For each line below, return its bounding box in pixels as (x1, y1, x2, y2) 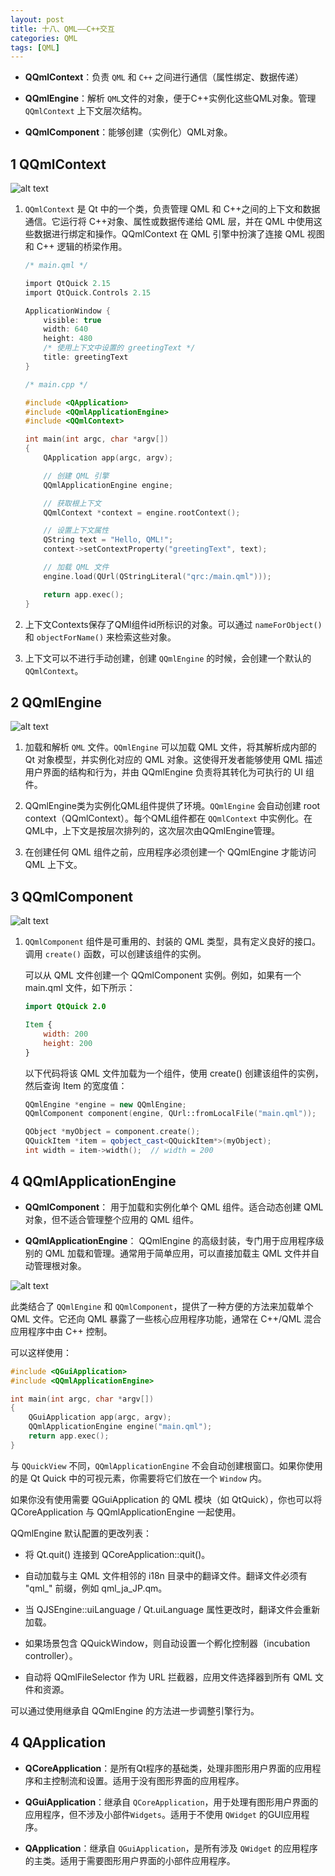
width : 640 (43, 324, 89, 335)
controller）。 (24, 1649, 78, 1661)
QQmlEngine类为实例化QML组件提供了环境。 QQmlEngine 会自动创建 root (24, 800, 321, 812)
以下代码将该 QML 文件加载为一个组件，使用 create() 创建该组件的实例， (24, 1067, 324, 1079)
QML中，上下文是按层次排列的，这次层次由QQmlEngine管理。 (24, 825, 281, 837)
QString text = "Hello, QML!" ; (43, 535, 174, 545)
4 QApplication (10, 1734, 107, 1751)
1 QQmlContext (10, 156, 107, 173)
